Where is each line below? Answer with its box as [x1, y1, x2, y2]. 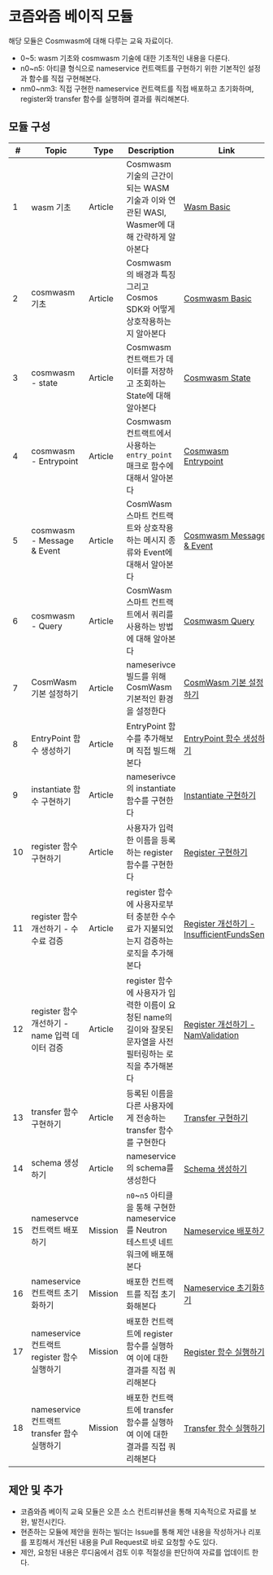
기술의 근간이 [126, 170, 174, 182]
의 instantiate [126, 782, 176, 794]
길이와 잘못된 [126, 1023, 174, 1035]
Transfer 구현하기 [184, 1112, 249, 1123]
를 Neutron [126, 1224, 167, 1236]
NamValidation [184, 1029, 240, 1040]
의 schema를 [126, 1162, 175, 1173]
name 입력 [31, 1030, 71, 1041]
